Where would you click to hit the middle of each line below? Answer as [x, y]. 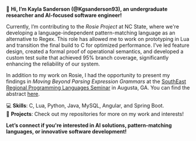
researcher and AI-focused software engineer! [64, 15]
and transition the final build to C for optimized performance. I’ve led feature [98, 45]
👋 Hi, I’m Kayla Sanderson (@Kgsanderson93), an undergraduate [87, 9]
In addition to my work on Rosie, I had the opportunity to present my [88, 75]
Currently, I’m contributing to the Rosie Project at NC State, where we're [93, 27]
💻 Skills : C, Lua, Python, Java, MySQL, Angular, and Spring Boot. [85, 106]
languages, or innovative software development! [66, 131]
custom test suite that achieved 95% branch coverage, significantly [87, 58]
